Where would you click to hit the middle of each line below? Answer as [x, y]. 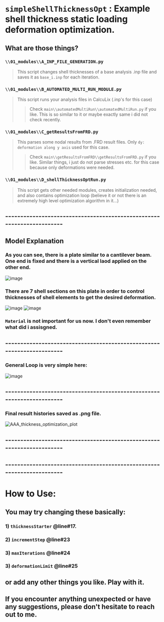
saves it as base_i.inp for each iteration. [58, 77]
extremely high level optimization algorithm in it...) [68, 200]
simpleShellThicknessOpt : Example [78, 9]
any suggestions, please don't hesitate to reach [80, 607]
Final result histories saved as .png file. [53, 414]
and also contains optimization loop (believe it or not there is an [82, 195]
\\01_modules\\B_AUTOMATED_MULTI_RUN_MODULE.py [63, 89]
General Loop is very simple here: [46, 365]
